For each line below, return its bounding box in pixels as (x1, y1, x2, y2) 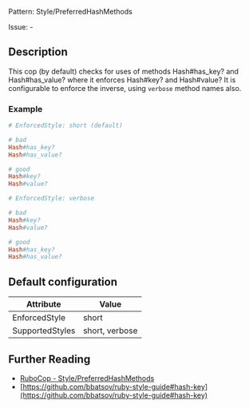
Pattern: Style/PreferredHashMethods (8, 7, 133, 16)
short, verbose (82, 325, 138, 336)
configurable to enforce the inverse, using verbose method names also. (8, 83, 242, 93)
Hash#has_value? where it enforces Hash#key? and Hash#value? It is (8, 75, 236, 85)
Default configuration (8, 275, 118, 288)
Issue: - (8, 22, 34, 31)
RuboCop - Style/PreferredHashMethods (19, 373, 155, 382)
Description (8, 46, 68, 59)
